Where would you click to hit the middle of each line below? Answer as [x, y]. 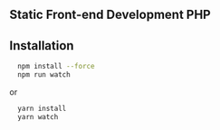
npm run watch [44, 75]
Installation [42, 46]
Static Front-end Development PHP [110, 15]
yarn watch [38, 116]
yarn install [42, 108]
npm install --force [56, 67]
